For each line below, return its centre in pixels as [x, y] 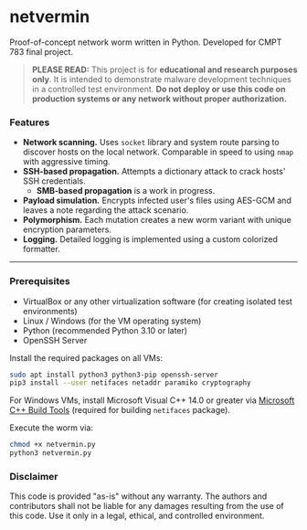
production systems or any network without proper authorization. [159, 99]
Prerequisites [40, 281]
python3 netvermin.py [51, 453]
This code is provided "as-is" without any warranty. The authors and [138, 496]
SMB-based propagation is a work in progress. [126, 191]
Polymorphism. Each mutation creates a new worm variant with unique [157, 220]
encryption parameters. [67, 229]
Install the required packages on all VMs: [86, 357]
